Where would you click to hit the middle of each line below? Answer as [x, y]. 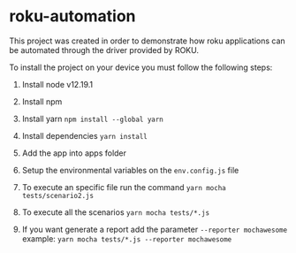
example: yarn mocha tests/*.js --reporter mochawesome [127, 238]
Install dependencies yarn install [84, 135]
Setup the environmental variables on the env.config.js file [130, 170]
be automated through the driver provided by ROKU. [104, 50]
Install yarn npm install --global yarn [92, 119]
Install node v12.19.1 [57, 84]
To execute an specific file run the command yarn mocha [124, 187]
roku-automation [72, 16]
